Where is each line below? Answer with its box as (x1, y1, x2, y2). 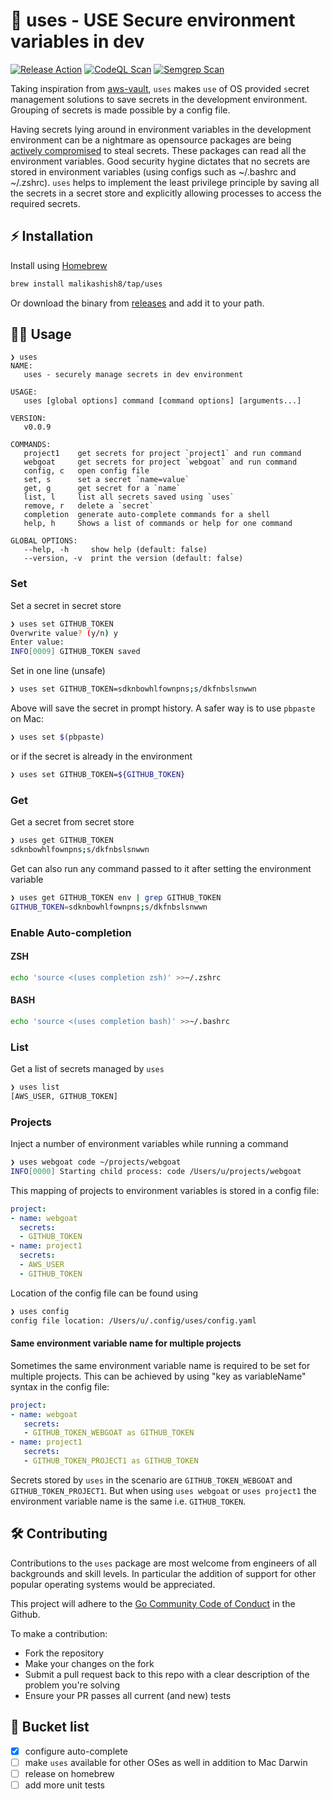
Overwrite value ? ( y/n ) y (10, 628, 118, 638)
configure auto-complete (24, 1745, 128, 1757)
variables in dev (10, 30, 145, 53)
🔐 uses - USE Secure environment (10, 9, 296, 32)
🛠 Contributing (10, 1525, 108, 1543)
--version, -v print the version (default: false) (23, 554, 244, 564)
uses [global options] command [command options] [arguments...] (23, 396, 302, 406)
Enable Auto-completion (10, 925, 132, 939)
